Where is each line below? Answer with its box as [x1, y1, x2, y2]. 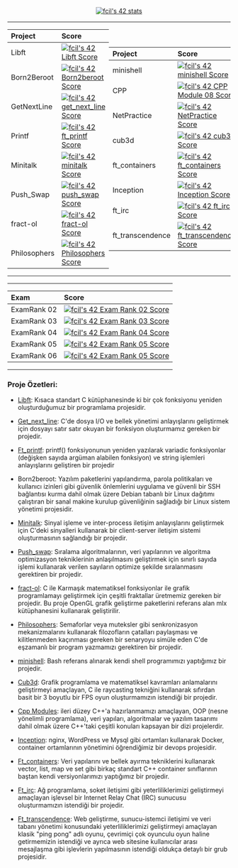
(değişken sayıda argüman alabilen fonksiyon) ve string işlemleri [17, 453, 205, 462]
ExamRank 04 [11, 327, 57, 337]
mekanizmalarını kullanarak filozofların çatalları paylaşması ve [17, 628, 198, 636]
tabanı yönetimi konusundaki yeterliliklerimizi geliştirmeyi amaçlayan [17, 823, 217, 831]
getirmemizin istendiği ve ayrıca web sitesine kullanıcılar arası [17, 837, 198, 846]
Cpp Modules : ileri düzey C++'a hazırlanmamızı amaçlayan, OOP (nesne [17, 707, 229, 715]
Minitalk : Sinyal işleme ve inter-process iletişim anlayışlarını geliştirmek [17, 519, 225, 527]
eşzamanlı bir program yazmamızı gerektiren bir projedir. [17, 643, 183, 651]
